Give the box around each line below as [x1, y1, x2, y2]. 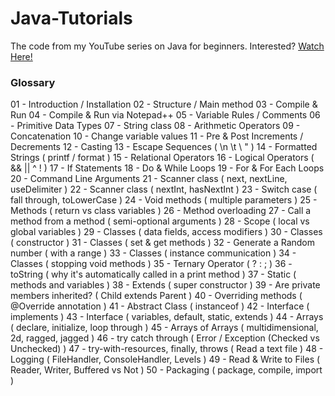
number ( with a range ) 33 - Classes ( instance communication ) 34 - [10, 247, 297, 259]
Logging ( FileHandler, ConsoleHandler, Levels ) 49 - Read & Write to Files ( [10, 353, 321, 366]
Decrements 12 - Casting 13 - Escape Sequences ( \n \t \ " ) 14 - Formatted [10, 141, 318, 153]
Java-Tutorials [10, 7, 133, 30]
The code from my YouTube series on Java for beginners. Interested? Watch [10, 40, 325, 52]
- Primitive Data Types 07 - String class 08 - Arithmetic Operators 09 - [10, 120, 301, 132]
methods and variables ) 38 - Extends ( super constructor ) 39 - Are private [10, 279, 321, 291]
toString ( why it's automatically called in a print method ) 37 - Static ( [10, 268, 297, 281]
